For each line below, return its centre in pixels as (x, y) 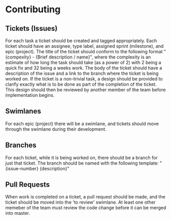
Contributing (33, 9)
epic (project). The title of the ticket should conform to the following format (84, 52)
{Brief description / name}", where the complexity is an (93, 57)
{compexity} (18, 57)
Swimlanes (23, 111)
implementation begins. (30, 95)
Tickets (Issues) (31, 28)
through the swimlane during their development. (56, 129)
